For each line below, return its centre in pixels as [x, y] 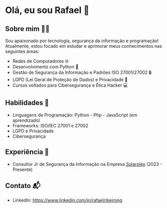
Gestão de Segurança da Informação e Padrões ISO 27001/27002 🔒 [82, 72]
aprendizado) [26, 120]
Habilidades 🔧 [27, 103]
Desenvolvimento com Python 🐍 [45, 67]
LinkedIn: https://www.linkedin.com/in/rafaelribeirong [67, 200]
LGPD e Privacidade [33, 131]
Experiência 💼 [27, 152]
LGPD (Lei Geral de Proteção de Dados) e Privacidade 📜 [70, 79]
